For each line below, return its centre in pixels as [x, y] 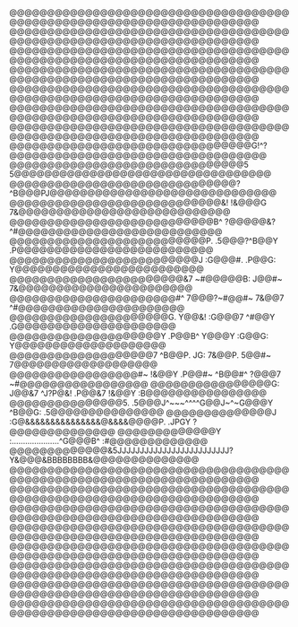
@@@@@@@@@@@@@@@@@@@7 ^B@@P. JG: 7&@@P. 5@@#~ [140, 355]
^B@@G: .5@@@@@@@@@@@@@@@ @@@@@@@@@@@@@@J [143, 412]
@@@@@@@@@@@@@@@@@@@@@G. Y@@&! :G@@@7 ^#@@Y [142, 317]
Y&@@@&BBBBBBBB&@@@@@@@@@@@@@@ [104, 460]
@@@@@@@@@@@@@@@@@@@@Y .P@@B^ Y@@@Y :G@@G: [139, 336]
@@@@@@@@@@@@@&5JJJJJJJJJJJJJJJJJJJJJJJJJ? [122, 450]
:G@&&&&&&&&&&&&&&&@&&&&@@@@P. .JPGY [100, 422]
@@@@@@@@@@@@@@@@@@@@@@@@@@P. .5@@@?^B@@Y [144, 241]
